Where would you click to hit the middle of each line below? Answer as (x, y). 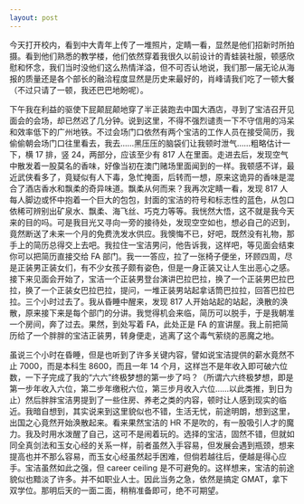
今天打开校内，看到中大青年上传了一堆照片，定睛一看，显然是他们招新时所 (148, 44)
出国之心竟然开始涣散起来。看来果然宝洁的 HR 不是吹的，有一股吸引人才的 (148, 423)
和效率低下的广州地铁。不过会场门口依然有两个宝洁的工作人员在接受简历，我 (152, 131)
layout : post (34, 18)
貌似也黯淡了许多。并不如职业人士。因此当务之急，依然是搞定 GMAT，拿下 (149, 479)
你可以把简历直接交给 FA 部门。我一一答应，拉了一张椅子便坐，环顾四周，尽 (151, 256)
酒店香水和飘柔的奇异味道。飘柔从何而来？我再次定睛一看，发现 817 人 (157, 188)
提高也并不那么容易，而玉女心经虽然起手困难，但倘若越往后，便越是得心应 (148, 456)
